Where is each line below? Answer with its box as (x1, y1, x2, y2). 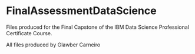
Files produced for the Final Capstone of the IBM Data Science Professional (6, 23, 190, 31)
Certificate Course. (6, 29, 52, 36)
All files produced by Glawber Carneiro (6, 41, 101, 48)
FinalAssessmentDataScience (6, 4, 157, 18)
